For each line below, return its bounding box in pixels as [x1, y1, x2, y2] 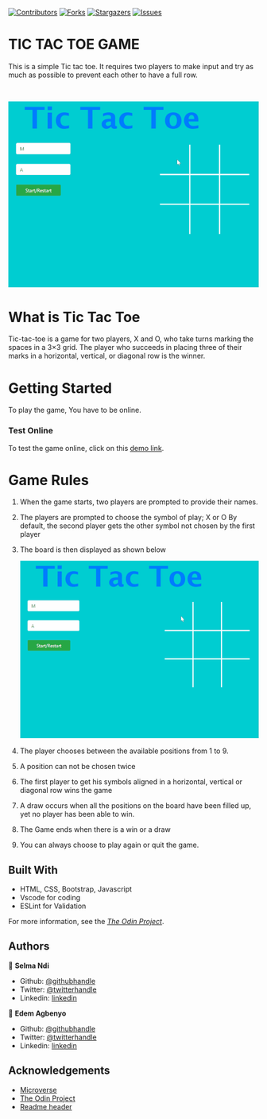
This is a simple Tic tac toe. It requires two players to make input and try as [8, 61, 254, 71]
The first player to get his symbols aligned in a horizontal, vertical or [19, 777, 243, 787]
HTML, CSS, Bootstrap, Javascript [19, 884, 133, 894]
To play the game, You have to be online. [8, 406, 141, 415]
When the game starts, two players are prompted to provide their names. [19, 497, 258, 507]
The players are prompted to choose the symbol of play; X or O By [19, 513, 238, 523]
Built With [8, 863, 58, 876]
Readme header [19, 1102, 73, 1111]
